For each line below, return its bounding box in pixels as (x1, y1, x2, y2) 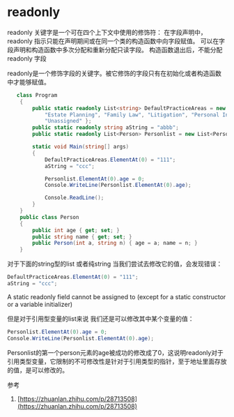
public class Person (19, 213, 79, 220)
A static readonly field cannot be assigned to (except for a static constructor (7, 292, 226, 301)
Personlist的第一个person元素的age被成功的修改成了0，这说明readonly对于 (7, 348, 224, 356)
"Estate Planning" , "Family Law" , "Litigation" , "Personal (44, 111, 219, 119)
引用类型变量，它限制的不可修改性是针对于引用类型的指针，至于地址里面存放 (7, 357, 227, 365)
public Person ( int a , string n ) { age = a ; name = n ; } (32, 240, 198, 247)
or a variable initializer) (7, 300, 73, 308)
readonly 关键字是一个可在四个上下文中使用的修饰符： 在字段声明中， (7, 28, 207, 36)
